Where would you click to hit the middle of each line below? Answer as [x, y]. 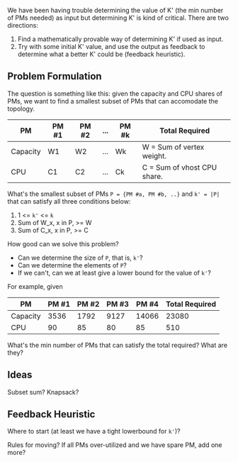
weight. [154, 155]
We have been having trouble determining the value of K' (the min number [115, 10]
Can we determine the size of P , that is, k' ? [80, 258]
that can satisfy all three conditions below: [69, 201]
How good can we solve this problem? [63, 243]
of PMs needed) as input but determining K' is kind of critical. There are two [118, 18]
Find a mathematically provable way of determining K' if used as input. [120, 39]
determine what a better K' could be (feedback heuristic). [101, 54]
